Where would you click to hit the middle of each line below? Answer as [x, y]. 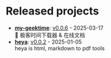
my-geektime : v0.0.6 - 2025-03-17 [59, 28]
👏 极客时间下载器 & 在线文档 [50, 35]
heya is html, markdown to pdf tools [59, 48]
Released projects [52, 11]
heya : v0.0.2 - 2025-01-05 [48, 42]
